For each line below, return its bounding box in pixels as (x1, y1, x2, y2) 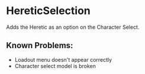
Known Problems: (6, 41, 73, 51)
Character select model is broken (14, 62, 96, 69)
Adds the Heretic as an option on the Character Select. (6, 23, 140, 31)
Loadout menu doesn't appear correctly (14, 56, 112, 63)
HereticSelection (6, 4, 91, 18)
